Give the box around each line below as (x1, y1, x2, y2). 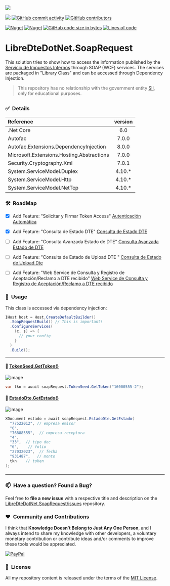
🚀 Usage (5, 293, 28, 300)
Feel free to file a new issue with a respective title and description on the (5, 495, 158, 502)
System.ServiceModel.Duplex (8, 167, 78, 174)
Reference (8, 118, 33, 125)
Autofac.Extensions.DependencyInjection (8, 143, 106, 150)
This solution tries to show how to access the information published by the (5, 59, 160, 65)
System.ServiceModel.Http (8, 176, 72, 183)
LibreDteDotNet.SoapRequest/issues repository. (5, 501, 105, 507)
